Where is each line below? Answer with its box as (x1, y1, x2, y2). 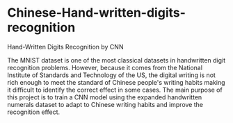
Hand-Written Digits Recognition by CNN (7, 42, 124, 51)
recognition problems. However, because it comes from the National (7, 63, 203, 72)
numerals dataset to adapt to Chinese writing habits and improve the (7, 100, 204, 108)
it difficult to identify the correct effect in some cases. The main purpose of (7, 85, 223, 94)
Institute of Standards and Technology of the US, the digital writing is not (7, 71, 216, 79)
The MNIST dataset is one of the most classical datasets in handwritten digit (7, 56, 226, 64)
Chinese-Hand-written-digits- (7, 5, 186, 21)
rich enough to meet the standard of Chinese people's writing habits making (7, 78, 225, 86)
